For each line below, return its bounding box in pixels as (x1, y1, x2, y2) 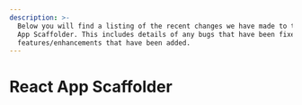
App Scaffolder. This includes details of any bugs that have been (17, 30, 276, 39)
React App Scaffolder (9, 77, 173, 97)
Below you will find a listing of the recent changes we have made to (17, 22, 288, 31)
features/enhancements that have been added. (17, 38, 191, 48)
